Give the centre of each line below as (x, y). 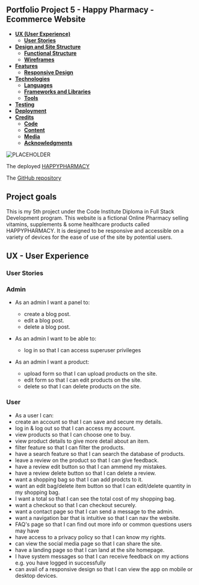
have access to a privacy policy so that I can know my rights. (90, 537)
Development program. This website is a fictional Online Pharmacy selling (97, 218)
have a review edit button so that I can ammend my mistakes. (91, 466)
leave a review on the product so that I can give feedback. (87, 460)
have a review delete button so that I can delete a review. (85, 473)
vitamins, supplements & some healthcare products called (78, 224)
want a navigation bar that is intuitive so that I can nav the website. (97, 517)
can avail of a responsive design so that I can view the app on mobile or (104, 569)
